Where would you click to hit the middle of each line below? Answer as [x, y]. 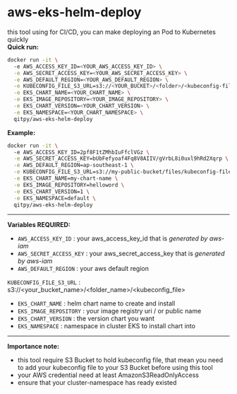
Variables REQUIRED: [39, 225]
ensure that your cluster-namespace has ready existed [97, 383]
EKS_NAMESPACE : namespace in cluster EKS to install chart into [107, 326]
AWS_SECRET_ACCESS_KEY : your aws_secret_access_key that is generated [121, 254]
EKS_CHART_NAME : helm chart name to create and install [96, 303]
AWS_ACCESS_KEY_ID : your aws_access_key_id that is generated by [113, 238]
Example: [22, 132]
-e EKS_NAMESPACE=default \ [55, 198]
